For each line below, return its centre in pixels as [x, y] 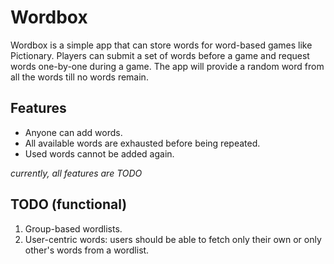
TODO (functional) [69, 204]
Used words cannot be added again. [99, 153]
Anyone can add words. [73, 132]
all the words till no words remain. [79, 77]
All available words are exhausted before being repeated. [142, 143]
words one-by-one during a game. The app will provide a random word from [167, 66]
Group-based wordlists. [73, 228]
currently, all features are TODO [76, 173]
